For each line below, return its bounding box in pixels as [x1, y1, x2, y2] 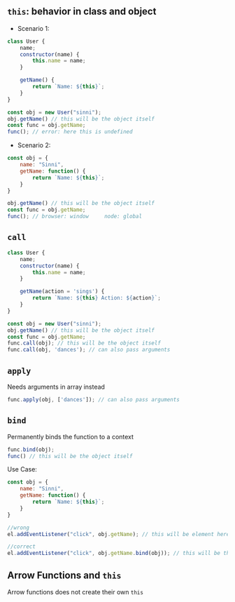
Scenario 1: [17, 24, 50, 32]
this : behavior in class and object [7, 6, 157, 18]
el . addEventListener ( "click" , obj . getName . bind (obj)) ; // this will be [7, 550, 220, 557]
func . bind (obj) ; [7, 446, 55, 453]
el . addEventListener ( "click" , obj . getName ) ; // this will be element [7, 530, 215, 537]
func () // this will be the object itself [7, 453, 133, 460]
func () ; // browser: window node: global [7, 213, 142, 220]
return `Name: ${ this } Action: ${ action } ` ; [32, 295, 161, 302]
